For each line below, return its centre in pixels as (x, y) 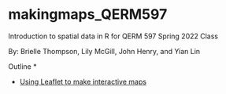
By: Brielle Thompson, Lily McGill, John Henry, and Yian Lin (104, 51)
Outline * (22, 66)
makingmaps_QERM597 (88, 14)
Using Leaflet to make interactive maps (83, 81)
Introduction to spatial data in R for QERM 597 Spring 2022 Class (113, 36)
